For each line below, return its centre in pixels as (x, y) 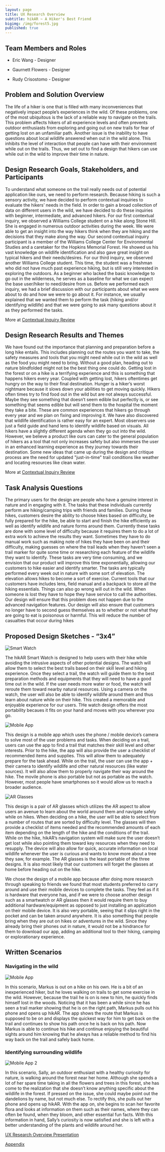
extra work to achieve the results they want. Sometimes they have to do (78, 537)
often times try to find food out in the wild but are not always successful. (79, 394)
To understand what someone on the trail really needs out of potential (76, 189)
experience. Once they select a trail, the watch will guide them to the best (80, 673)
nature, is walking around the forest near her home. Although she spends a (81, 1078)
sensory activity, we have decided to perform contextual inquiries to (74, 200)
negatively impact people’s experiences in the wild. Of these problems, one (81, 112)
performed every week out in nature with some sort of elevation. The (75, 573)
